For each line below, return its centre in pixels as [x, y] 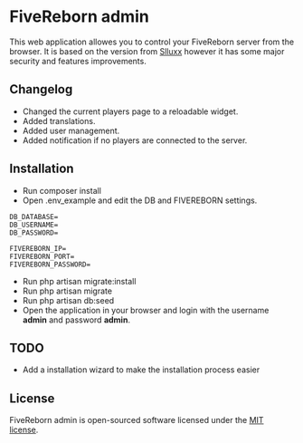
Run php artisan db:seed [68, 300]
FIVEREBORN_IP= [38, 248]
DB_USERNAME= [34, 225]
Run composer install [62, 190]
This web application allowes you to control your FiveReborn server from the [152, 42]
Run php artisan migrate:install [79, 281]
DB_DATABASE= [34, 217]
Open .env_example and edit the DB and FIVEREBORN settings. [140, 200]
